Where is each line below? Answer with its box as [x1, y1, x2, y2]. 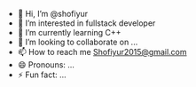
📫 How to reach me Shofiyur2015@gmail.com [17, 47, 188, 57]
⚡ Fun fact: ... [17, 69, 67, 80]
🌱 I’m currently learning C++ [17, 28, 122, 37]
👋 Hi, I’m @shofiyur [17, 9, 89, 19]
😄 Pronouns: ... [17, 59, 75, 70]
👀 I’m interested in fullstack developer [17, 18, 156, 28]
